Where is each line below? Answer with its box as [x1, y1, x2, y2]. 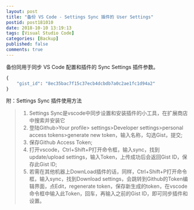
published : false [6, 42, 49, 47]
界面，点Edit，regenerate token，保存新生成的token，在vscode [34, 183, 188, 190]
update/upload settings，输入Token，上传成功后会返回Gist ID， [29, 153, 182, 161]
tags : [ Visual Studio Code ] [6, 30, 75, 36]
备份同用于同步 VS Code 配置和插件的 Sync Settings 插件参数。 [6, 63, 159, 70]
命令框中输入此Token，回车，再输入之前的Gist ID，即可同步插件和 [29, 190, 188, 197]
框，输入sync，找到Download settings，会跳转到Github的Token [29, 175, 183, 183]
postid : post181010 [6, 19, 54, 25]
